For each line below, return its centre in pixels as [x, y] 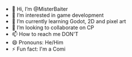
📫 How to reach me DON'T [45, 34]
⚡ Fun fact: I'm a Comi [39, 49]
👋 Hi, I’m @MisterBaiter [40, 9]
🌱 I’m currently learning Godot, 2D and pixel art [69, 21]
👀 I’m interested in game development [58, 15]
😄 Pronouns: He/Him [37, 42]
